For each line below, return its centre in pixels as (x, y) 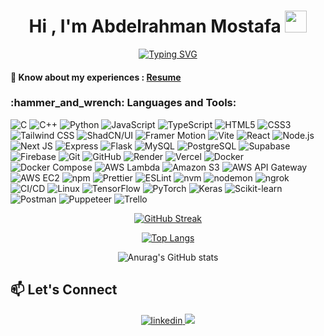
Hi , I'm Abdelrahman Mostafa (155, 26)
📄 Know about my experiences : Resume (96, 77)
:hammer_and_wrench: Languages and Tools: (123, 103)
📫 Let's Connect (64, 290)
